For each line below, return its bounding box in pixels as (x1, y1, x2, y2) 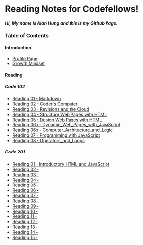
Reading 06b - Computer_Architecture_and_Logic (12, 127, 113, 133)
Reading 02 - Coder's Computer (12, 101, 78, 107)
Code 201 (5, 149, 25, 154)
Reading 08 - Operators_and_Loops (12, 137, 85, 143)
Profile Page (12, 56, 37, 61)
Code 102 (5, 83, 25, 89)
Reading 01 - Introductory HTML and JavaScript (12, 161, 110, 167)
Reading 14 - (12, 229, 38, 235)
